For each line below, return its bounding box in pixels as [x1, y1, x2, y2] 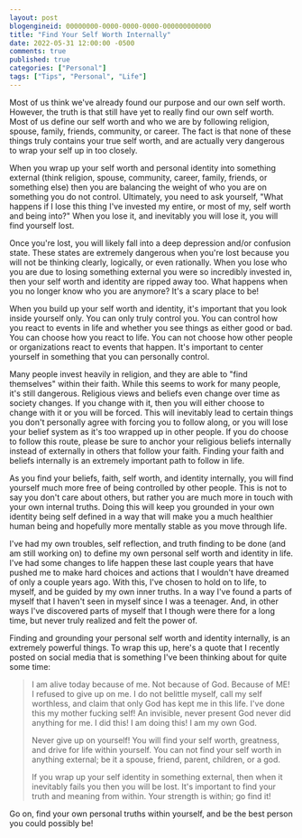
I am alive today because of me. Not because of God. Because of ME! [31, 679, 290, 690]
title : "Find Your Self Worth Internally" [9, 30, 171, 39]
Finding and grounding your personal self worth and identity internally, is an [9, 632, 290, 643]
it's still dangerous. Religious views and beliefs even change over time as [9, 388, 280, 399]
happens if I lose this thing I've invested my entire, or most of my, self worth [9, 201, 291, 212]
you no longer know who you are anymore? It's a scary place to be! [9, 286, 260, 297]
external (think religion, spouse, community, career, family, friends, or [9, 172, 268, 183]
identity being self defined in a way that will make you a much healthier [9, 511, 273, 522]
